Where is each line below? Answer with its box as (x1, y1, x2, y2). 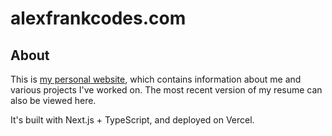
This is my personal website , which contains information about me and (10, 73, 302, 85)
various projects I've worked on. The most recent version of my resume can (10, 84, 323, 96)
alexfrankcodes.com (10, 7, 187, 30)
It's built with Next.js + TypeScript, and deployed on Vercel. (10, 114, 255, 126)
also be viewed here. (10, 95, 97, 106)
